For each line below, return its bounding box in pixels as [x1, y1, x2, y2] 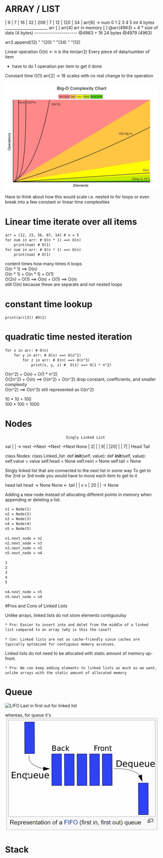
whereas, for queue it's [5, 712, 51, 718]
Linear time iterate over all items [5, 216, 137, 227]
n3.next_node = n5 [5, 546, 42, 551]
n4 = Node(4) [5, 522, 32, 527]
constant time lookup [5, 298, 93, 310]
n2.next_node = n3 [5, 541, 42, 546]
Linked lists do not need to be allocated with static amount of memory [5, 651, 145, 657]
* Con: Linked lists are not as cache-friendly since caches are [5, 637, 140, 642]
